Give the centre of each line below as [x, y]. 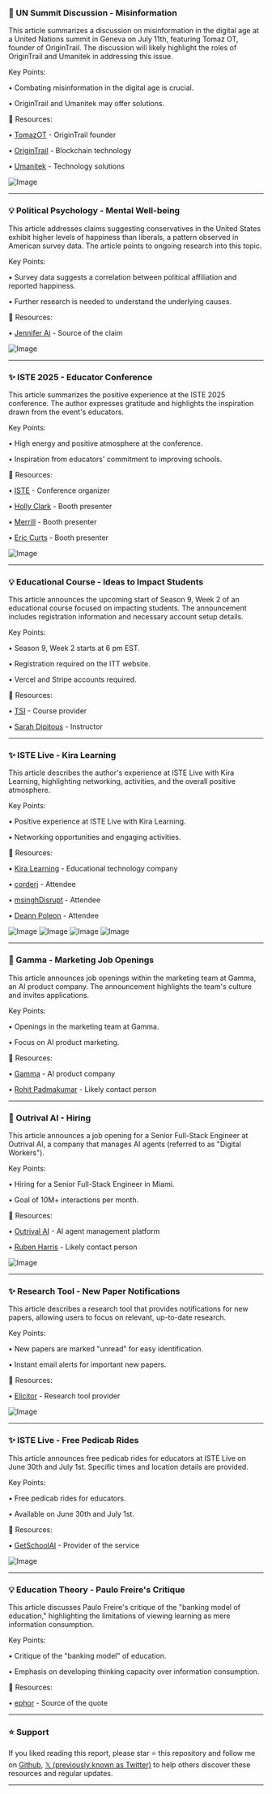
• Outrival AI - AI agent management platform [84, 1231]
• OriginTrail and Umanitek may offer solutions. [87, 104]
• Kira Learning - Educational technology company [93, 869]
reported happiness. [42, 285]
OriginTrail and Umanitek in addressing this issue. [91, 57]
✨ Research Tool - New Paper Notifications [94, 1291]
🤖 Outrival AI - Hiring [50, 1118]
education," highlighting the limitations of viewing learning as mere [119, 1616]
